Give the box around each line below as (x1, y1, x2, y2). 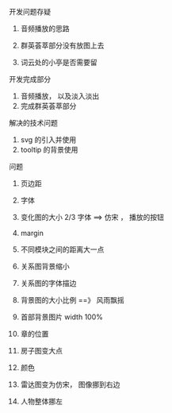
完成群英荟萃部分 (20, 102, 77, 110)
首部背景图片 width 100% (20, 312, 104, 322)
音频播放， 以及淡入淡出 (20, 91, 100, 101)
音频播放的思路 (20, 24, 70, 33)
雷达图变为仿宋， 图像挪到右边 (20, 380, 120, 389)
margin (20, 229, 44, 237)
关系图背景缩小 (20, 261, 70, 271)
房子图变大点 (20, 346, 63, 355)
